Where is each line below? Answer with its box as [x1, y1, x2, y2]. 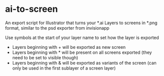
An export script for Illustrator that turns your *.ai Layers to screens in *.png [5, 20, 158, 26]
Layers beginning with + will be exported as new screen [12, 44, 126, 50]
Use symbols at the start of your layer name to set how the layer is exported [5, 35, 159, 40]
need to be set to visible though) [12, 54, 78, 60]
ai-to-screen [5, 3, 58, 15]
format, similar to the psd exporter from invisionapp [5, 25, 110, 31]
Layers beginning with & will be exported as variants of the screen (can [12, 60, 157, 66]
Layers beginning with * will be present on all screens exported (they [12, 49, 152, 55]
